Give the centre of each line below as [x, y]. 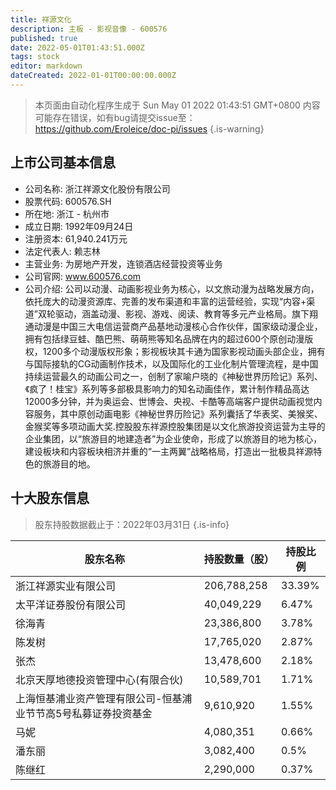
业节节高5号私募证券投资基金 [84, 713]
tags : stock [35, 57]
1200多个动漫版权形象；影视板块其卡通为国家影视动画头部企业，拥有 [184, 351]
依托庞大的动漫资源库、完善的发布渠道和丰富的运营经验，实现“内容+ [165, 301]
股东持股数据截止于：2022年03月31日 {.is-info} [132, 524]
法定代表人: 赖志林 [62, 251]
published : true [44, 38]
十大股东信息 [50, 498]
